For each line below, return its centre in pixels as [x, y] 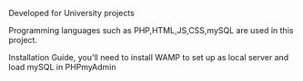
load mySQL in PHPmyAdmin [62, 67]
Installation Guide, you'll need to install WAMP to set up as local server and [149, 57]
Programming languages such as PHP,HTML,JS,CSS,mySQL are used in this [151, 30]
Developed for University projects [72, 13]
